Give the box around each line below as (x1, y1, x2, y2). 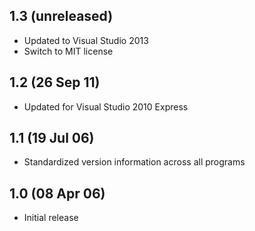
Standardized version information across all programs (23, 156, 246, 168)
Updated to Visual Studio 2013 (23, 34, 149, 46)
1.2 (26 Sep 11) (9, 74, 101, 91)
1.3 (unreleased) (9, 8, 114, 25)
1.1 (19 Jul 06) (9, 130, 95, 147)
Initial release (23, 212, 79, 224)
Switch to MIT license (23, 45, 114, 57)
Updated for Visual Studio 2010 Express (23, 100, 189, 113)
